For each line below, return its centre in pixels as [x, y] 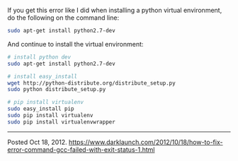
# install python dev [39, 57]
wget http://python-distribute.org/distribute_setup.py [91, 83]
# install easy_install [42, 76]
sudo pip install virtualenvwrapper [61, 122]
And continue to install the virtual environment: [75, 44]
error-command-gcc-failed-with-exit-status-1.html [81, 149]
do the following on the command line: [63, 18]
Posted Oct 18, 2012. [37, 142]
